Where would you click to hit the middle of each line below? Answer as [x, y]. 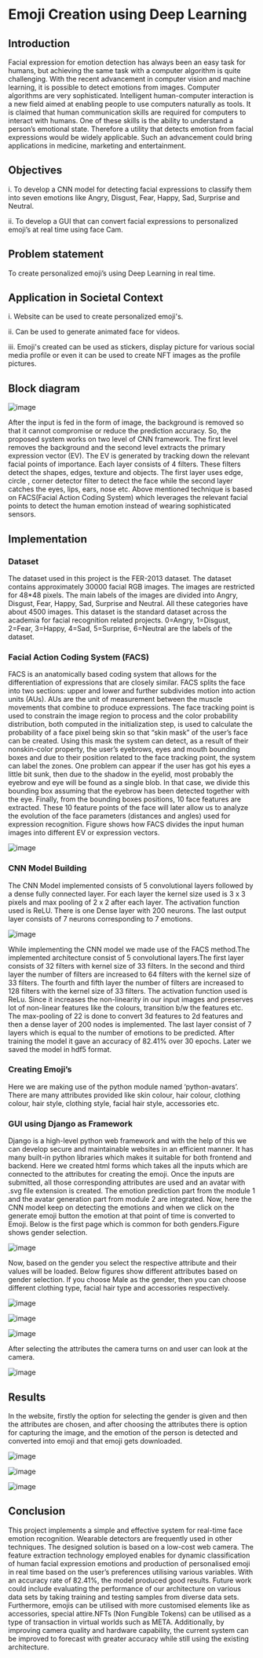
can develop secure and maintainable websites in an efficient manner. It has [131, 1149]
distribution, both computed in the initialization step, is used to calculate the [130, 725]
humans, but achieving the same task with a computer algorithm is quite [124, 71]
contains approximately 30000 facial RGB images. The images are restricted [131, 586]
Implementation [48, 539]
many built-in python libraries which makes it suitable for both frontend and [130, 1158]
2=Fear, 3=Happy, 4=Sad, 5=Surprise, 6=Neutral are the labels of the [121, 628]
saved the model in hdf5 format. [60, 1049]
